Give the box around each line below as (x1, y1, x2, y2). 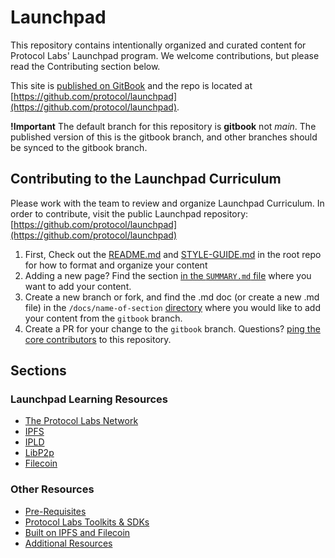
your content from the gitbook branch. (24, 312, 183, 324)
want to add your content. (24, 280, 132, 292)
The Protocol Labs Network (24, 415, 139, 427)
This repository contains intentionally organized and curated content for (10, 39, 307, 51)
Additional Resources (24, 537, 113, 549)
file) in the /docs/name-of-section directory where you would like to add (24, 301, 322, 313)
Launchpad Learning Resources (10, 392, 168, 406)
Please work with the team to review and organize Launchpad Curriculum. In (10, 197, 325, 209)
